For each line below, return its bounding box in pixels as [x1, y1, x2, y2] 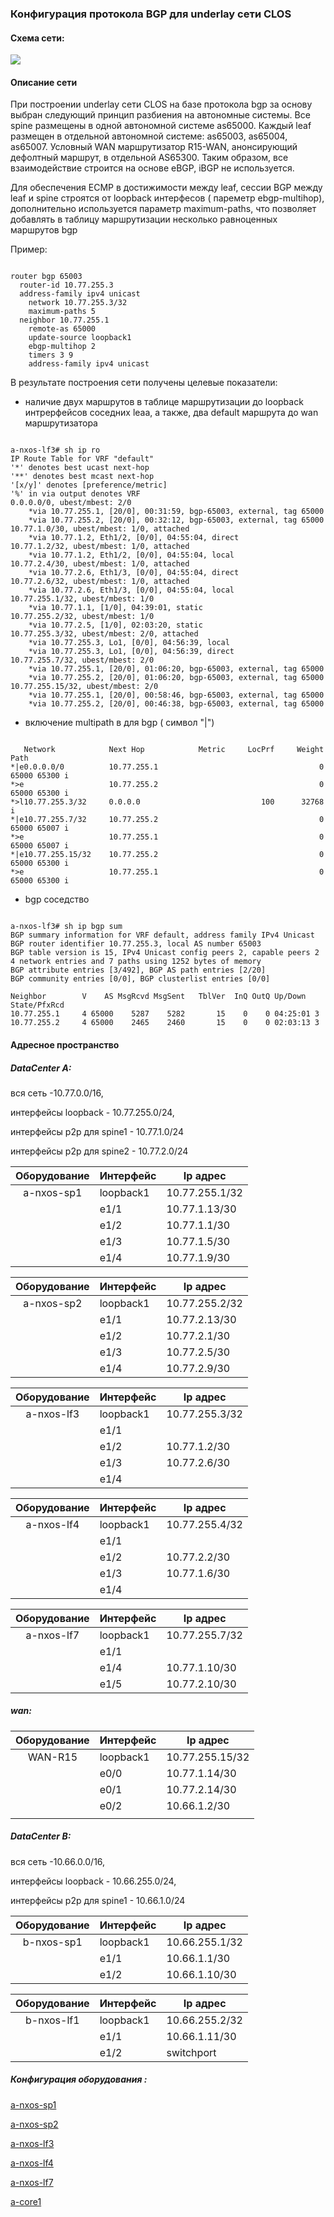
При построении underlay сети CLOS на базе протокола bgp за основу [10, 98, 313, 111]
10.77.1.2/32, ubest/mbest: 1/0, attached [10, 542, 190, 552]
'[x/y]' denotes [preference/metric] [10, 480, 168, 491]
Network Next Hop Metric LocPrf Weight [23, 745, 325, 755]
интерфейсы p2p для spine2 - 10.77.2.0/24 [10, 1145, 189, 1157]
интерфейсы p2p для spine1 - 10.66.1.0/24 [10, 1894, 186, 1906]
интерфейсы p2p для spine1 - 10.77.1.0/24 [10, 1125, 184, 1137]
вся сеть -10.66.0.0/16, [10, 1855, 106, 1867]
